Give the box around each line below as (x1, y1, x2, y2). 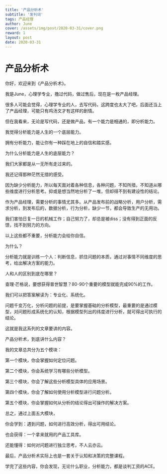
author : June (5, 21, 32, 26)
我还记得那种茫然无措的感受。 (5, 171, 66, 177)
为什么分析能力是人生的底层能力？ (5, 150, 75, 156)
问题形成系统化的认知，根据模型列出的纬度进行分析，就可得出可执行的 (18, 308, 162, 314)
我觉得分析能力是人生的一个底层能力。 (5, 129, 83, 135)
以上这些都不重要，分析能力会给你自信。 (5, 233, 88, 238)
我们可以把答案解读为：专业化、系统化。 (5, 291, 88, 297)
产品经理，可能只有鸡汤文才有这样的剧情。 (9, 108, 97, 114)
